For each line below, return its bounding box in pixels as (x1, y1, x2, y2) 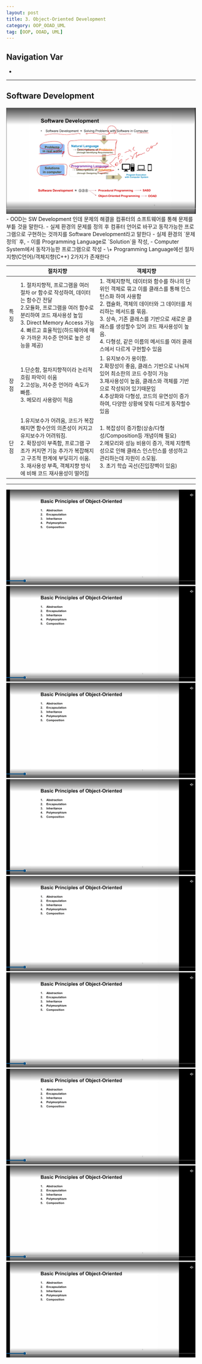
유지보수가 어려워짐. (20, 432, 67, 439)
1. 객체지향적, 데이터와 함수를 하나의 (99, 277, 185, 284)
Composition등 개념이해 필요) (106, 432, 177, 439)
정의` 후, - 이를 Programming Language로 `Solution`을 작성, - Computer (6, 238, 179, 245)
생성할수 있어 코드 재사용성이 (115, 322, 183, 330)
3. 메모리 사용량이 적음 (20, 396, 73, 403)
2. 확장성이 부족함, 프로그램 (20, 440, 85, 447)
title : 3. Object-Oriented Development (6, 16, 106, 22)
